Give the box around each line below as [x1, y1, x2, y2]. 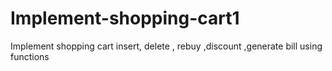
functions [10, 50, 50, 62]
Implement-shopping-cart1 [10, 7, 240, 30]
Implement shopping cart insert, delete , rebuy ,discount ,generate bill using [10, 40, 323, 52]
